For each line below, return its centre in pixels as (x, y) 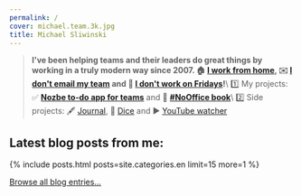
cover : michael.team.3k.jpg (62, 26)
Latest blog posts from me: (87, 142)
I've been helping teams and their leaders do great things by (147, 61)
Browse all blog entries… (56, 182)
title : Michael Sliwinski (58, 34)
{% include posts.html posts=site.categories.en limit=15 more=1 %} (135, 164)
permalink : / (34, 18)
